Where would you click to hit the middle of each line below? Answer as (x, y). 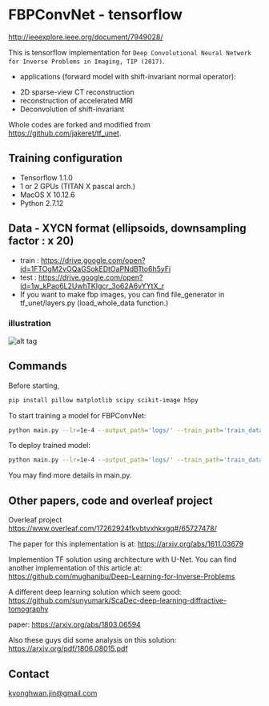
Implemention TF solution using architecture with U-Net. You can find (123, 559)
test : (28, 277)
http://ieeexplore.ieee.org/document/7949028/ (86, 37)
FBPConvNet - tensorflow (95, 15)
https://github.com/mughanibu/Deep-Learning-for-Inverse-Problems (122, 577)
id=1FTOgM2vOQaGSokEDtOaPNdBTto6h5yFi (95, 268)
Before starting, (34, 385)
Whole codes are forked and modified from (79, 124)
